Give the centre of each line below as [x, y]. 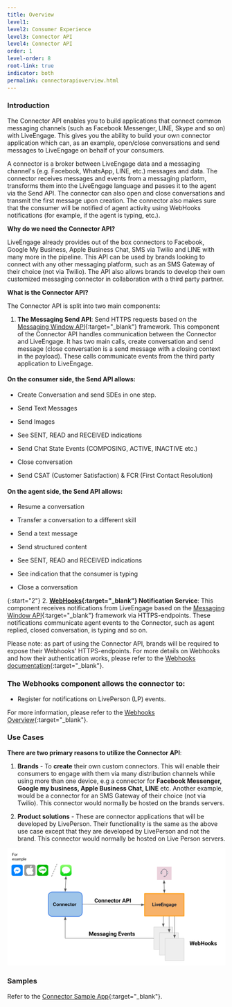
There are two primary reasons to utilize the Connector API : [95, 752]
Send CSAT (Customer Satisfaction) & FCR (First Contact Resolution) [115, 475]
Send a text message [47, 533]
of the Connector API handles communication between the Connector [117, 334]
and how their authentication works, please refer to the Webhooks [101, 658]
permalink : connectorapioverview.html [63, 80]
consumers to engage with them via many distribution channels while [116, 773]
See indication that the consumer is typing [78, 574]
